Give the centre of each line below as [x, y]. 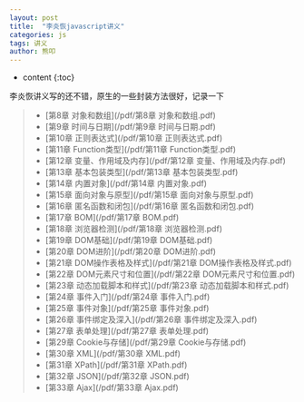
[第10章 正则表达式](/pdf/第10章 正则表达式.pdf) [134, 138]
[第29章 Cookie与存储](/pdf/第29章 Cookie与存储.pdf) [146, 342]
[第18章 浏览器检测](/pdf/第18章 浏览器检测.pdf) [133, 229]
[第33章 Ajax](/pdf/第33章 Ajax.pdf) [112, 387]
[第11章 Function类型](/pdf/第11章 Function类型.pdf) [141, 150]
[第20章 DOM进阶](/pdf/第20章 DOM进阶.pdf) [130, 251]
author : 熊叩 [33, 52]
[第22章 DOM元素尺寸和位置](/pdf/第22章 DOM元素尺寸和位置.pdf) [170, 274]
